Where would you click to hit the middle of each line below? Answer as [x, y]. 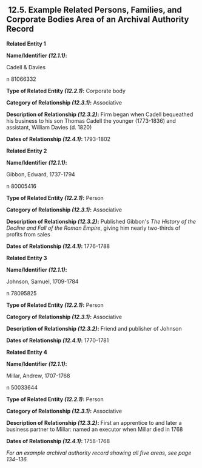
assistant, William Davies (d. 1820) [49, 127]
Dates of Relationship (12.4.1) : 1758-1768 [58, 441]
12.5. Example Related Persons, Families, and [95, 10]
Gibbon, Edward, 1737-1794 [41, 174]
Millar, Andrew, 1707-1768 [38, 376]
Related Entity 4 [27, 352]
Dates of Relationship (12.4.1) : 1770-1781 [58, 340]
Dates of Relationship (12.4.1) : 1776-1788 [58, 246]
